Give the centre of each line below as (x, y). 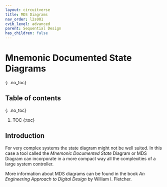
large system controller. (29, 164)
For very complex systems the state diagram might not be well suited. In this (84, 148)
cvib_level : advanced (28, 24)
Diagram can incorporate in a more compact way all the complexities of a (80, 158)
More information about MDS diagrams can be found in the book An (75, 173)
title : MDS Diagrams (27, 15)
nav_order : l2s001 (24, 19)
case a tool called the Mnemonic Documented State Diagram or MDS (76, 153)
